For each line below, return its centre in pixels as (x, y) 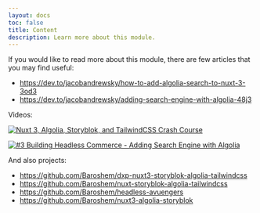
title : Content (33, 30)
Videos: (20, 115)
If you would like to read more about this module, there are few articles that (129, 60)
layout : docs (29, 15)
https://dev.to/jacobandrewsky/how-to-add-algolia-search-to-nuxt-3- (132, 83)
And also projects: (37, 161)
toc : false (26, 23)
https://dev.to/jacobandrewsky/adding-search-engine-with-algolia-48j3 (135, 99)
